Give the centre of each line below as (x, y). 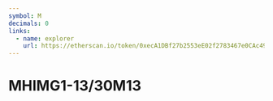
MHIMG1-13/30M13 (75, 86)
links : (19, 31)
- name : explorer (45, 38)
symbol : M (25, 16)
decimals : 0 (28, 23)
